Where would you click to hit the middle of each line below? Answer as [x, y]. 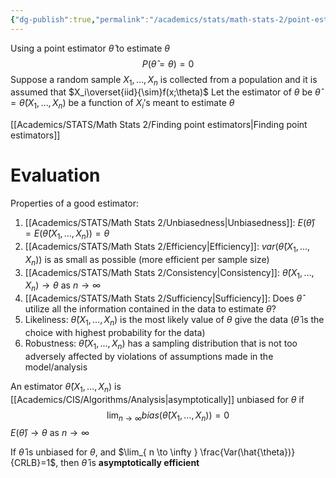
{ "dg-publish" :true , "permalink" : [80, 19]
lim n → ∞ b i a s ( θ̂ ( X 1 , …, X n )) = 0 [168, 416]
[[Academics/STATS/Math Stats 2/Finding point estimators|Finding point [159, 125]
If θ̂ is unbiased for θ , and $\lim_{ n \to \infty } [104, 452]
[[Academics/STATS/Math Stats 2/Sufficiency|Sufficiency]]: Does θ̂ [163, 298]
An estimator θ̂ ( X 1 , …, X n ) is [66, 387]
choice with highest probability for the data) [115, 332]
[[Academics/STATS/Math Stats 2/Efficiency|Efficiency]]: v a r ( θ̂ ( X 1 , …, [167, 247]
